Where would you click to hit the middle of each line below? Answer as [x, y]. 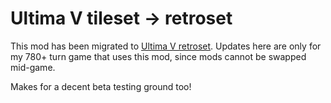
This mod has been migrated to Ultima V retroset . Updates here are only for [166, 46]
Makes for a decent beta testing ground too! [101, 86]
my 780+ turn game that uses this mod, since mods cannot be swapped [158, 56]
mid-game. [33, 67]
